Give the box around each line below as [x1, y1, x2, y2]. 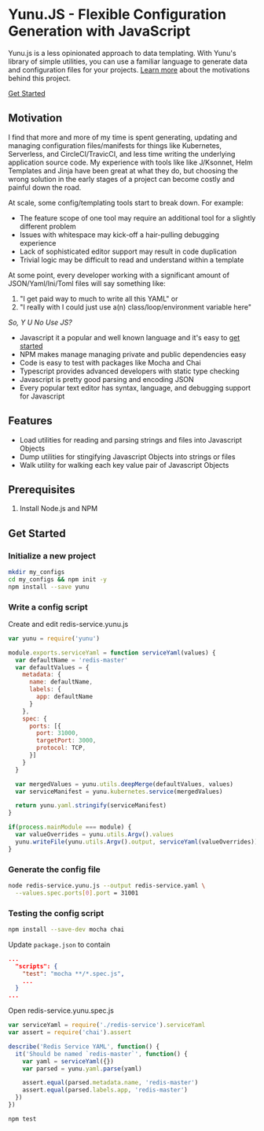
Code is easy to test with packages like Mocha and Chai [19, 358, 202, 367]
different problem [19, 221, 76, 231]
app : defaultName [36, 693, 93, 701]
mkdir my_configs [8, 569, 65, 577]
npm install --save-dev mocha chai [8, 925, 125, 934]
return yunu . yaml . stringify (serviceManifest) [15, 802, 167, 810]
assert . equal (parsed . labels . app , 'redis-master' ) [22, 1086, 189, 1094]
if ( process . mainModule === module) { [8, 823, 132, 832]
